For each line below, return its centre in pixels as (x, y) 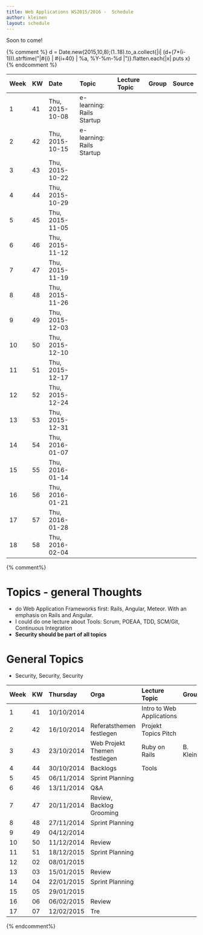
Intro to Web (159, 709)
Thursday (63, 695)
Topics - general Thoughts (74, 592)
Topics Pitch (159, 733)
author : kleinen (27, 18)
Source (183, 84)
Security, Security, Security (49, 676)
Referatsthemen (113, 726)
